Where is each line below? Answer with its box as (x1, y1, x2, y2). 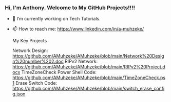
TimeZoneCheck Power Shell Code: (21, 69, 97, 75)
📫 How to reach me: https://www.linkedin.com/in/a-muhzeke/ (12, 26, 144, 32)
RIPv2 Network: (64, 58, 98, 65)
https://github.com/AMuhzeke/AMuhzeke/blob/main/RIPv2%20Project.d (12, 64, 165, 70)
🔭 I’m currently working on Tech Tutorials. (12, 16, 101, 22)
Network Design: (12, 47, 48, 54)
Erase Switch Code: (15, 80, 58, 86)
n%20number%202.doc (12, 58, 64, 65)
